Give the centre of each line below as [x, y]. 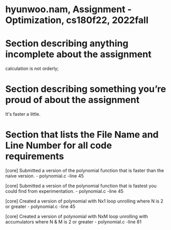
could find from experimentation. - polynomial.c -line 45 [65, 191]
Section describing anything [67, 44]
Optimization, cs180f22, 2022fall [77, 20]
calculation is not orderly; [32, 69]
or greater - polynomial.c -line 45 [40, 207]
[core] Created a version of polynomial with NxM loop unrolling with [77, 216]
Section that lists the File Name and [82, 135]
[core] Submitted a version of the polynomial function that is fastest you [81, 186]
